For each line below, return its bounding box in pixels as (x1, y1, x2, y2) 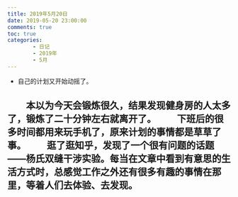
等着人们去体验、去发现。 (25, 179, 138, 191)
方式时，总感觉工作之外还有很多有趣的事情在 (16, 166, 212, 178)
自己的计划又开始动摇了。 (17, 77, 93, 85)
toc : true (7, 30, 37, 38)
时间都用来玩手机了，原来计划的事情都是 (16, 126, 193, 138)
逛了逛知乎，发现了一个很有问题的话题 (46, 140, 215, 152)
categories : (7, 37, 42, 44)
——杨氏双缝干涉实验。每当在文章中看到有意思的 (7, 153, 222, 165)
